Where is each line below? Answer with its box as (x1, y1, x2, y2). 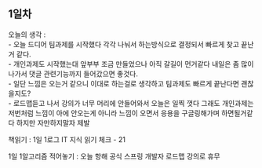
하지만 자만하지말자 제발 (16, 118, 90, 127)
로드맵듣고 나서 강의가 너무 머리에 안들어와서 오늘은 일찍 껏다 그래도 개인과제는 (13, 98, 254, 108)
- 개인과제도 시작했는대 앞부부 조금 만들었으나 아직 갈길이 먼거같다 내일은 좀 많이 (8, 59, 254, 68)
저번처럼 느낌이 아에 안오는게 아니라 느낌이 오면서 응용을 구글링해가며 (8, 108, 220, 118)
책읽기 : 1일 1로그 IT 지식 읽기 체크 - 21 (8, 134, 126, 144)
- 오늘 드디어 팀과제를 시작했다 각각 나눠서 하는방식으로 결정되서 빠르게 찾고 (8, 39, 239, 49)
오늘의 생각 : (8, 30, 46, 39)
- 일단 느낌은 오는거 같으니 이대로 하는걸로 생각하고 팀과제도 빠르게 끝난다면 (8, 79, 239, 88)
